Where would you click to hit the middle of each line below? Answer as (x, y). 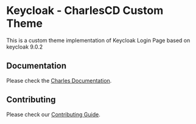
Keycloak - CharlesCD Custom (85, 11)
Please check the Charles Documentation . (59, 80)
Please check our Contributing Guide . (53, 114)
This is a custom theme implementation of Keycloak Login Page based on (98, 40)
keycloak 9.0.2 (25, 47)
